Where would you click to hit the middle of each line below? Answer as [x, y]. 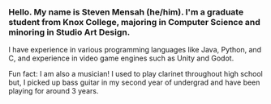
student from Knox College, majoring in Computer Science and [135, 22]
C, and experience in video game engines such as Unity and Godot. [121, 58]
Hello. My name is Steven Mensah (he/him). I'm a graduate [126, 12]
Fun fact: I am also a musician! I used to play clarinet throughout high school [136, 74]
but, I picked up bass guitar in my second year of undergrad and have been [134, 82]
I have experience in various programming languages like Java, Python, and [135, 50]
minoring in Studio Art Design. [69, 32]
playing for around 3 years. [54, 91]
